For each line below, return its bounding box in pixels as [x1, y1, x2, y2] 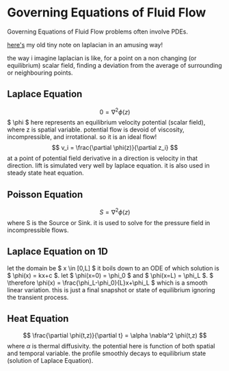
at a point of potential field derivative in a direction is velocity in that [7, 154, 198, 162]
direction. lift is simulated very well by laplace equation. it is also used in [7, 162, 210, 170]
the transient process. [7, 293, 69, 301]
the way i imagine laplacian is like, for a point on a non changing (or [7, 53, 197, 62]
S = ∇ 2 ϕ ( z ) [99, 207, 131, 216]
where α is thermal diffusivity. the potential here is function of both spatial [7, 342, 215, 350]
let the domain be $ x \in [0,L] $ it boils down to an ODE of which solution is [7, 264, 220, 272]
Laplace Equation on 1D [7, 246, 108, 257]
